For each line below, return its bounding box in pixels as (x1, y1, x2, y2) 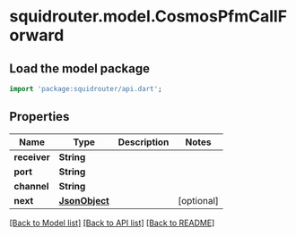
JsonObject (58, 194, 109, 206)
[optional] (178, 194, 220, 206)
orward (9, 25, 65, 46)
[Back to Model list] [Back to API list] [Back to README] (9, 217, 215, 228)
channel (13, 180, 49, 192)
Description (118, 136, 170, 148)
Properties (9, 109, 70, 124)
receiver (13, 150, 51, 163)
